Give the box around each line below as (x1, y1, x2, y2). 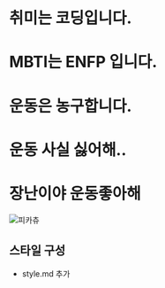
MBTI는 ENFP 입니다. (9, 52, 158, 72)
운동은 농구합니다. (9, 96, 132, 116)
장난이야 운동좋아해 (9, 183, 141, 204)
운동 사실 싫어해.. (9, 139, 127, 160)
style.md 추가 (21, 268, 71, 279)
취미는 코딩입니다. (9, 8, 132, 28)
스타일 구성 (9, 243, 66, 258)
